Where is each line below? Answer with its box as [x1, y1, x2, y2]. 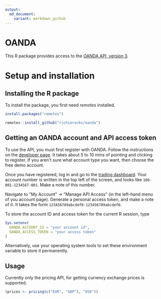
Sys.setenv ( [5, 220, 29, 225]
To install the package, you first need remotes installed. [5, 102, 116, 108]
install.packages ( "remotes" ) [5, 112, 64, 116]
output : [5, 7, 21, 12]
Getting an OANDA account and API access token [5, 134, 157, 142]
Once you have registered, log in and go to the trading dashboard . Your [5, 171, 147, 177]
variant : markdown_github [14, 16, 66, 21]
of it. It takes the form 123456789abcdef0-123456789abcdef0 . [5, 201, 122, 207]
